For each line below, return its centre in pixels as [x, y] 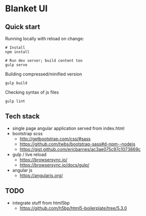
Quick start [23, 27]
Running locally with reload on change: [45, 38]
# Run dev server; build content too [44, 61]
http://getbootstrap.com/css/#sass [55, 139]
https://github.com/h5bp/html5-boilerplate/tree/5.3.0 [73, 208]
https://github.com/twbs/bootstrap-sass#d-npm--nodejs [77, 144]
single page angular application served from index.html [68, 128]
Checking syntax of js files [32, 92]
